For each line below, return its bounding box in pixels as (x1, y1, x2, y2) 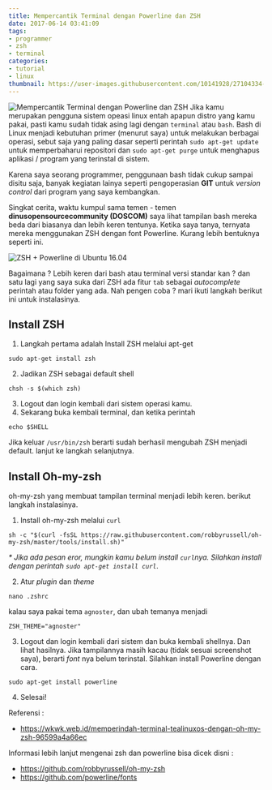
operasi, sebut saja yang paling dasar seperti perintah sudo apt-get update (8, 136, 259, 146)
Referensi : (8, 708, 45, 718)
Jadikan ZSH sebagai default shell (19, 369, 134, 379)
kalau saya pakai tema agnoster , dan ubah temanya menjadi (8, 607, 208, 616)
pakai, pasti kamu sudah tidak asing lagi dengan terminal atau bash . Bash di (8, 119, 261, 129)
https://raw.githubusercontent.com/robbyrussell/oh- (80, 531, 263, 539)
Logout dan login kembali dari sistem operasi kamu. (19, 399, 193, 409)
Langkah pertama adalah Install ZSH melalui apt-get (19, 339, 193, 349)
